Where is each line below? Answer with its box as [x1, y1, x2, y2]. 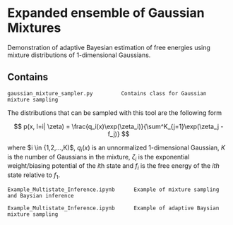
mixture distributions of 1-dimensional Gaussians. [7, 51, 151, 59]
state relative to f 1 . [7, 171, 61, 181]
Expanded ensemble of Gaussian [7, 5, 205, 21]
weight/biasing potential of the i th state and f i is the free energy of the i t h [7, 162, 220, 172]
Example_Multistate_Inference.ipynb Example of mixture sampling [7, 186, 220, 193]
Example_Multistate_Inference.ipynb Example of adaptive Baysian [7, 205, 220, 212]
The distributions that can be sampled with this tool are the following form [7, 108, 222, 117]
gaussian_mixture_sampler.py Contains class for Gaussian [7, 90, 207, 97]
